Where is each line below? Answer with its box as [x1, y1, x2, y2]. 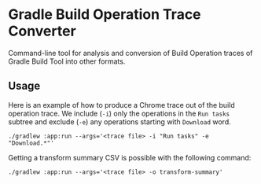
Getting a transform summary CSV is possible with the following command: [8, 153, 252, 162]
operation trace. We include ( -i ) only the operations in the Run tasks [8, 109, 230, 118]
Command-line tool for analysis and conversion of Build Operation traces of [8, 48, 253, 57]
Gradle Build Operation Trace [8, 6, 202, 24]
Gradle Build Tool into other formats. [8, 57, 126, 66]
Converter [8, 22, 76, 40]
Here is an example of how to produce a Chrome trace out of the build [8, 100, 236, 109]
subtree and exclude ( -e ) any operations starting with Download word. [8, 116, 231, 127]
